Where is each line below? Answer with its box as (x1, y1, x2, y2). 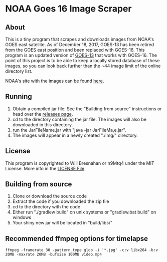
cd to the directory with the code (12, 204, 81, 210)
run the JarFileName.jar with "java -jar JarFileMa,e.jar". (12, 127, 126, 133)
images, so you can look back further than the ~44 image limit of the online (5, 63, 161, 69)
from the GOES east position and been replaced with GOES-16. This (5, 47, 145, 53)
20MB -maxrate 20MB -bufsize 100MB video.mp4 (5, 252, 102, 257)
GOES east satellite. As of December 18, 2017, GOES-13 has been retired (5, 42, 154, 48)
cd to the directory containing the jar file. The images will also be (12, 116, 147, 122)
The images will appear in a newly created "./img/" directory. (12, 132, 138, 138)
